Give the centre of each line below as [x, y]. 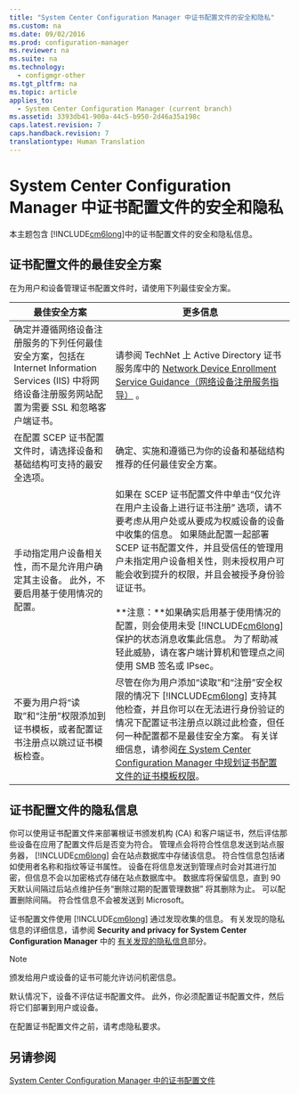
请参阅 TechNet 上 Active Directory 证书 [198, 355]
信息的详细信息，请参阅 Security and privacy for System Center [128, 930]
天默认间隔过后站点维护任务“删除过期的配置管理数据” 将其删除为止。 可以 [144, 889]
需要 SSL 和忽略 [65, 407]
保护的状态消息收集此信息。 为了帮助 [192, 639]
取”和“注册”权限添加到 [60, 715]
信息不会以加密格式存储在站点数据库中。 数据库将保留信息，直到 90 [157, 878]
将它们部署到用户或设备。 [56, 1008]
